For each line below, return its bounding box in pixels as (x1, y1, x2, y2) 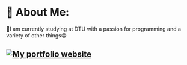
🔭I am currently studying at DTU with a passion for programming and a (6, 25, 182, 32)
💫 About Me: (6, 5, 70, 19)
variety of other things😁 (6, 31, 67, 39)
